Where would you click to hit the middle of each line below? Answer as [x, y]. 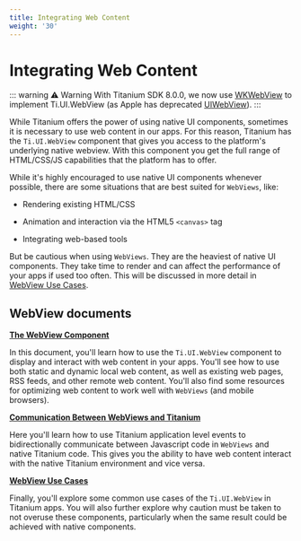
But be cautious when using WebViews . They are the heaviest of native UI [143, 257]
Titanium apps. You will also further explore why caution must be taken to [145, 508]
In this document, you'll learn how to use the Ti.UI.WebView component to [146, 353]
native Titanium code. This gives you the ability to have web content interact [150, 454]
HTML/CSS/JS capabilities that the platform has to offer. [113, 160]
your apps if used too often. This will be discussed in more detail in [133, 275]
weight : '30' [34, 26]
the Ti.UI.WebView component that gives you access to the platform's [138, 141]
